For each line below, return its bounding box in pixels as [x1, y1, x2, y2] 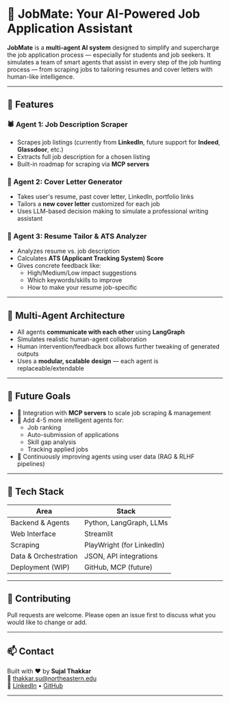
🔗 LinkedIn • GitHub [7, 682, 64, 690]
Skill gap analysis [27, 438, 77, 446]
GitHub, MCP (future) [84, 562, 153, 571]
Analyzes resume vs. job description [16, 247, 120, 256]
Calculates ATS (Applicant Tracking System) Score [16, 254, 164, 262]
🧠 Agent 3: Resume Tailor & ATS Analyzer [7, 231, 147, 241]
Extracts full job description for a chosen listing [16, 152, 151, 160]
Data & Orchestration [10, 551, 78, 560]
